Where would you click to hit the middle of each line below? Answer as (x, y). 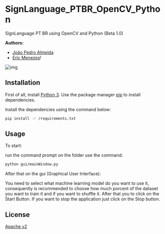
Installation (23, 83)
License (17, 214)
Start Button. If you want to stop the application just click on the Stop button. (83, 199)
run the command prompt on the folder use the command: (64, 155)
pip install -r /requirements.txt (41, 118)
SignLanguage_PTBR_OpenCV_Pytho (83, 9)
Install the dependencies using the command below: (58, 109)
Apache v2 (16, 227)
